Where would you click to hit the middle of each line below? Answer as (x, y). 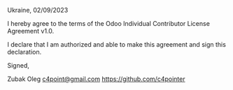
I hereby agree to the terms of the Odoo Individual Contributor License (108, 23)
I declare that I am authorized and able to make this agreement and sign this (116, 44)
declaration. (24, 52)
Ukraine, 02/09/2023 (38, 10)
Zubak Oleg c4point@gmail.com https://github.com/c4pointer (96, 79)
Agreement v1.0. (31, 31)
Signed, (18, 65)
